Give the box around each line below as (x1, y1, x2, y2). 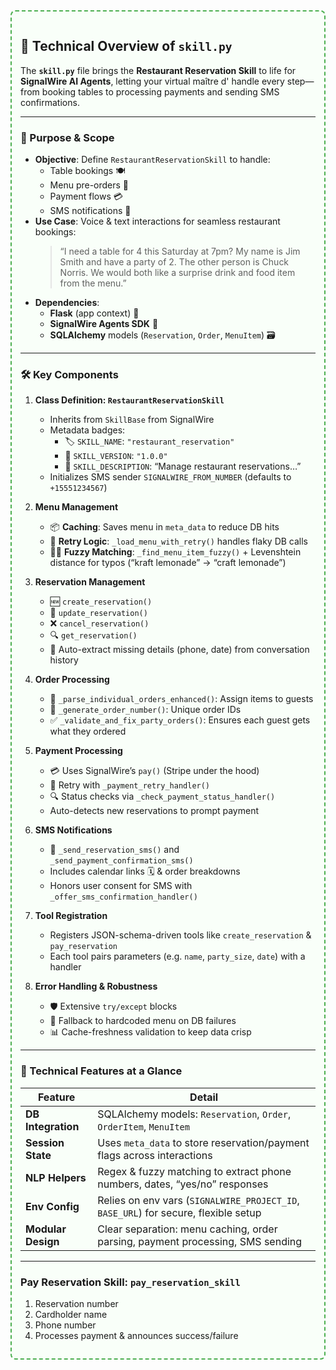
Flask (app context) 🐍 (49, 307, 140, 319)
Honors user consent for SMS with (49, 880, 193, 892)
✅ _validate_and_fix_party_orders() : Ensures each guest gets (49, 714, 311, 726)
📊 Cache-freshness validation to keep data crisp (49, 1026, 252, 1038)
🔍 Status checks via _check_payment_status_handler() (49, 790, 276, 803)
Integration (25, 1119, 80, 1133)
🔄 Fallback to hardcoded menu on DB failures (49, 1015, 237, 1027)
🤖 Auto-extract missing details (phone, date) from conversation (49, 644, 310, 656)
